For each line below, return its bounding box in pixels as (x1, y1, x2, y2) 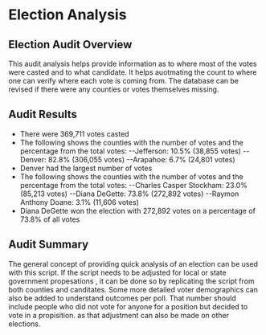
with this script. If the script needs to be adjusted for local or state (8, 268, 227, 277)
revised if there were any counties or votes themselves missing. (8, 84, 219, 94)
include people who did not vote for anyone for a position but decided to (8, 301, 248, 311)
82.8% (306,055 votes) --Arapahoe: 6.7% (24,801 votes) (47, 154, 235, 164)
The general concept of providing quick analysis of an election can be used (8, 259, 259, 268)
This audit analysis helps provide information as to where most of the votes (8, 59, 257, 68)
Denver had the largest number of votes (19, 163, 153, 173)
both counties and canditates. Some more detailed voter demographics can (8, 284, 259, 294)
